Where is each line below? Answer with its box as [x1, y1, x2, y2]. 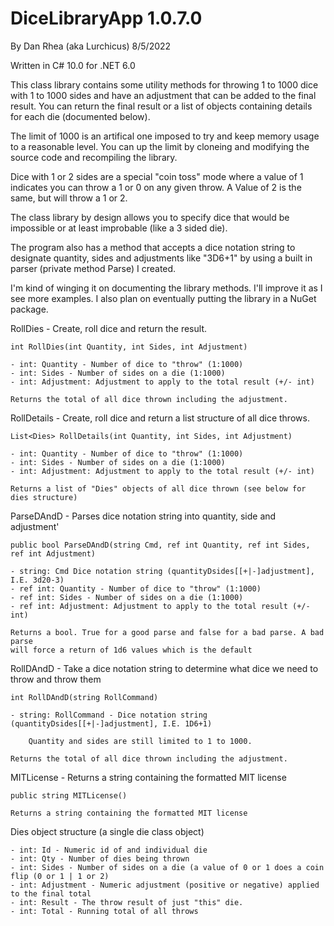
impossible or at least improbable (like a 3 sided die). [10, 222, 228, 234]
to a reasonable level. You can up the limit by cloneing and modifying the [10, 140, 310, 152]
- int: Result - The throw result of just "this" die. [10, 897, 244, 907]
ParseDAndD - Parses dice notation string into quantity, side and [10, 510, 277, 522]
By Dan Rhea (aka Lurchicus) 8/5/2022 [10, 40, 172, 52]
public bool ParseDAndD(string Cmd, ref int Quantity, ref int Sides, [10, 540, 311, 550]
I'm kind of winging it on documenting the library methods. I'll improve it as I [10, 282, 323, 294]
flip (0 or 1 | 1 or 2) [10, 871, 110, 881]
